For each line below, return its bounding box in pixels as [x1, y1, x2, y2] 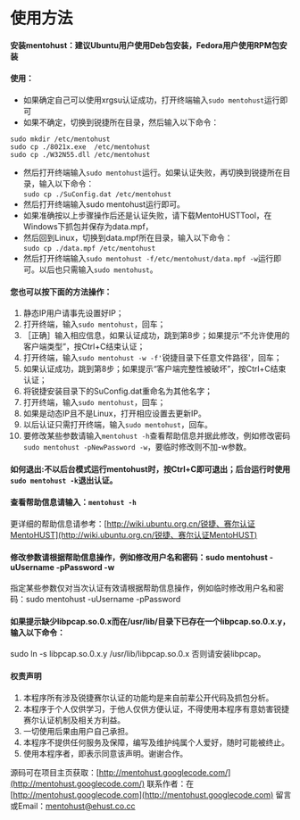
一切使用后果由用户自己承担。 [22, 725, 133, 736]
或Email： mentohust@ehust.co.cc [10, 800, 137, 811]
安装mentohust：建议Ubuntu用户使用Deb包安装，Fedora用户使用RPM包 [10, 39, 279, 50]
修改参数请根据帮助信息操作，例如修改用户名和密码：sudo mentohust [10, 551, 269, 562]
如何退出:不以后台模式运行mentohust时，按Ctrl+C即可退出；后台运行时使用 [10, 463, 291, 474]
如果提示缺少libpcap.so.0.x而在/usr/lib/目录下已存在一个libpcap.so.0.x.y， [10, 616, 291, 626]
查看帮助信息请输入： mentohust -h [10, 497, 137, 508]
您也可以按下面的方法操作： [10, 286, 112, 297]
